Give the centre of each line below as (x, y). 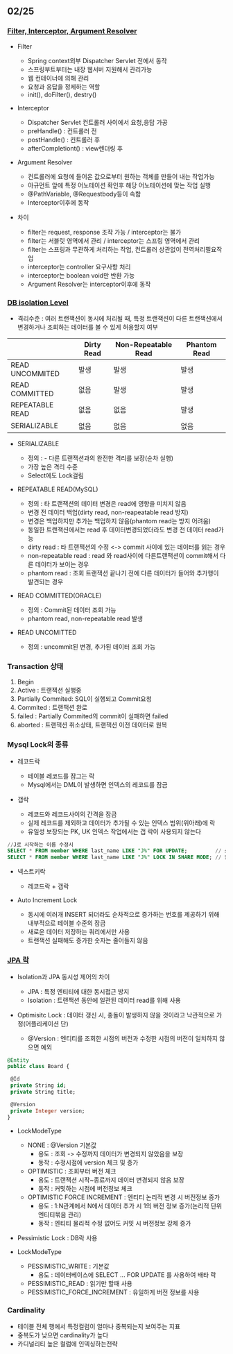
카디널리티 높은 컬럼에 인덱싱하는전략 (67, 1344)
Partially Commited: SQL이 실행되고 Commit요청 (85, 699)
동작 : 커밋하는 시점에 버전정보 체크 (85, 1188)
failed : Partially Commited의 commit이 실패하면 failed (93, 716)
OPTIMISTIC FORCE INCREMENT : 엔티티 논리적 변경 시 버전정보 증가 (124, 1197)
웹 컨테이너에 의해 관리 (58, 78)
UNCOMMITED (35, 373)
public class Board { (38, 1067)
